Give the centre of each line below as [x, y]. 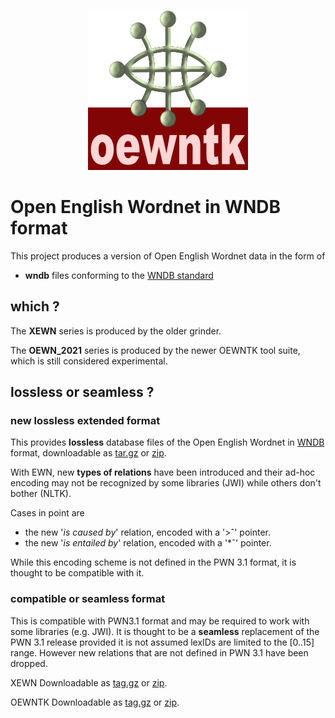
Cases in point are [47, 513]
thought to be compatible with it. [77, 573]
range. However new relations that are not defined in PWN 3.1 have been [159, 652]
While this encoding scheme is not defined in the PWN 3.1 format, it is [153, 562]
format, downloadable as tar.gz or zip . [88, 453]
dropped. [29, 663]
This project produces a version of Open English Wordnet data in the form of [168, 256]
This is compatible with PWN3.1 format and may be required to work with [160, 621]
